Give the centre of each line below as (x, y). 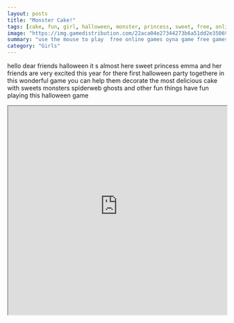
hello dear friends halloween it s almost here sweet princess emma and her (115, 66)
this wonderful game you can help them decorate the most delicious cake (112, 80)
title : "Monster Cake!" (42, 20)
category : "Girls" (34, 46)
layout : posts (28, 14)
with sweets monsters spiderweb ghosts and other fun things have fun (108, 88)
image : (17, 33)
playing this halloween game (48, 95)
